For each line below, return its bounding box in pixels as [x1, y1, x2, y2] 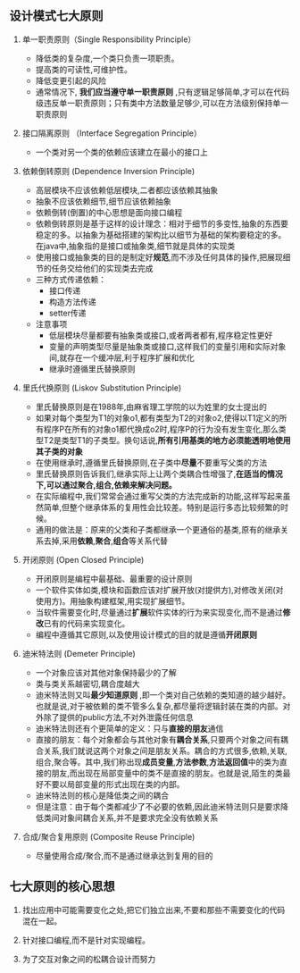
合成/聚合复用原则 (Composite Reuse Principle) [21, 831, 196, 842]
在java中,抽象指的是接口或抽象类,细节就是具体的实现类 [35, 240, 236, 251]
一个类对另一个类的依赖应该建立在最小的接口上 [35, 147, 208, 157]
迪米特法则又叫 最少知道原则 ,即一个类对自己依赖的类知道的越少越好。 [35, 689, 291, 700]
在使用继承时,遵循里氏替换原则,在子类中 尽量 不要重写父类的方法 [35, 457, 268, 467]
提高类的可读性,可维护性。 [35, 63, 132, 74]
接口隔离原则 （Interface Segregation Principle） [21, 128, 203, 138]
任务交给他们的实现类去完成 [51, 263, 154, 273]
